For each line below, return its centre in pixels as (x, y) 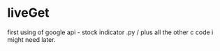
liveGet (29, 13)
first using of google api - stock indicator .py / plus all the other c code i (110, 32)
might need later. (31, 39)
